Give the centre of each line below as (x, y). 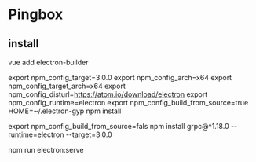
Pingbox (36, 15)
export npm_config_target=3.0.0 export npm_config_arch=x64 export (120, 77)
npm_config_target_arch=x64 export (67, 86)
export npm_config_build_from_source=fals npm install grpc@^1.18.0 (119, 126)
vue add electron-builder (48, 62)
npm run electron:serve (46, 150)
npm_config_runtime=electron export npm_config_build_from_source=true (128, 103)
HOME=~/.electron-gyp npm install (65, 111)
